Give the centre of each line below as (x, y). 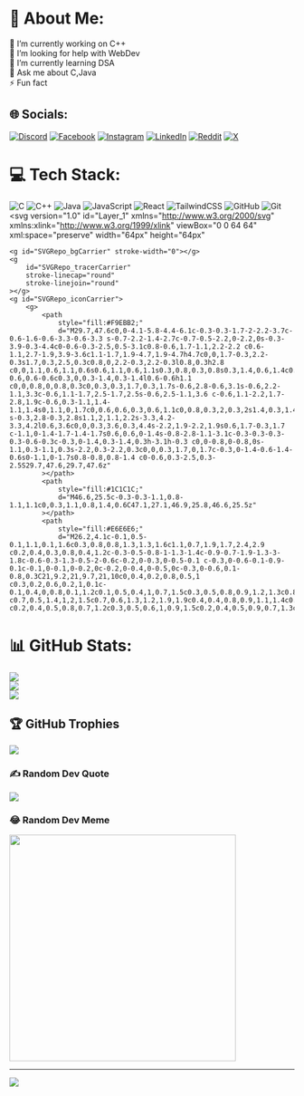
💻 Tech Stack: (65, 174)
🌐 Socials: (39, 115)
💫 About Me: (57, 19)
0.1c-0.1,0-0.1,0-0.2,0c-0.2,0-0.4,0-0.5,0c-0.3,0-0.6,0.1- (125, 568)
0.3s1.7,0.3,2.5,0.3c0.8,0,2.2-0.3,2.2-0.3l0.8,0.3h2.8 (117, 362)
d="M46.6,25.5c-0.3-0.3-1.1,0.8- (120, 497)
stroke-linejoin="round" (72, 283)
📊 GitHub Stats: (71, 645)
